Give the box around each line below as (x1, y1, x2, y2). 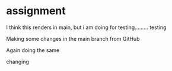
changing (6, 58, 30, 65)
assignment (6, 4, 66, 18)
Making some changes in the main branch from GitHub (6, 35, 140, 42)
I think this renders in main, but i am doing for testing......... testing (6, 24, 167, 31)
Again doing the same (6, 46, 60, 54)
